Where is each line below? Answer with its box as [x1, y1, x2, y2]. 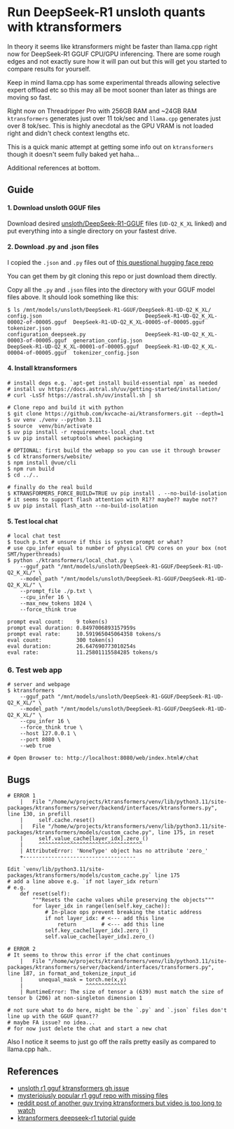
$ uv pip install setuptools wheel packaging [7, 435, 142, 442]
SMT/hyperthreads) [7, 551, 61, 558]
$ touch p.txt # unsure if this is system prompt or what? [7, 539, 184, 546]
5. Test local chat [7, 516, 58, 526]
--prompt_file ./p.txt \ [20, 588, 92, 595]
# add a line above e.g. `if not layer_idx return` [7, 878, 161, 885]
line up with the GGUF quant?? [7, 1013, 99, 1020]
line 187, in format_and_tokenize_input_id [7, 970, 137, 978]
